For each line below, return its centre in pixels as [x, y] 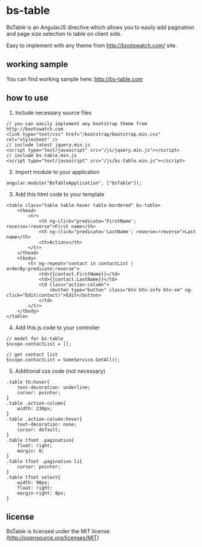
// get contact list [32, 354]
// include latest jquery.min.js [48, 145]
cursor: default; [39, 430]
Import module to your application [57, 172]
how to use [28, 98]
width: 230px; [35, 409]
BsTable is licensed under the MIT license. [59, 531]
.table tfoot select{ [34, 477]
